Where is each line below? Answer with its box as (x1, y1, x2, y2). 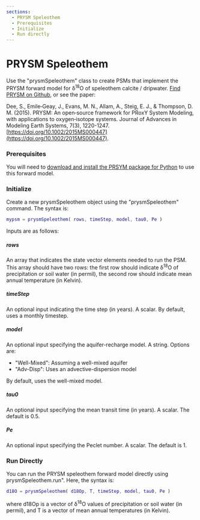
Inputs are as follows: (6, 227, 59, 235)
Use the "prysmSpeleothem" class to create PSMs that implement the (6, 77, 179, 84)
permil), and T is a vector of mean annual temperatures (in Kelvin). (6, 507, 171, 514)
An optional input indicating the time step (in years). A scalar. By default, (6, 305, 185, 313)
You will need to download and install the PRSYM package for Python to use (6, 163, 195, 171)
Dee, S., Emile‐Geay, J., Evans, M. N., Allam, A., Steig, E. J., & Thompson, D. (6, 102, 193, 110)
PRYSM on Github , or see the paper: (6, 91, 96, 98)
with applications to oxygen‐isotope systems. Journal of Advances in (6, 115, 177, 122)
